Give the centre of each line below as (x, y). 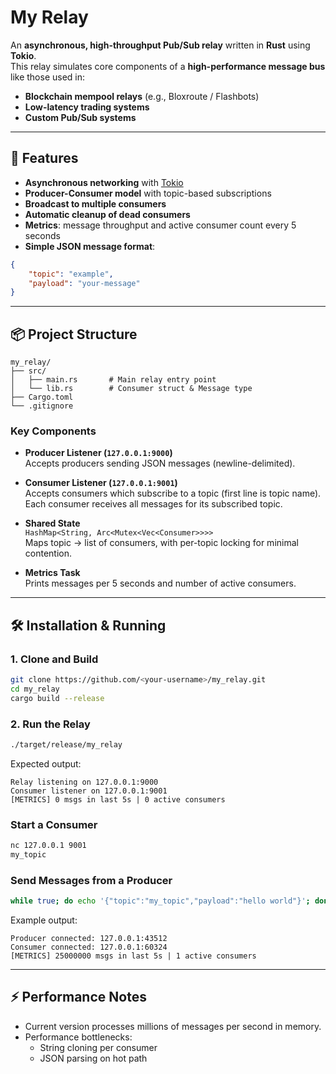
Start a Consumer (54, 824)
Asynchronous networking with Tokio (104, 182)
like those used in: (48, 77)
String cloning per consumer (98, 1047)
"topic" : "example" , (71, 274)
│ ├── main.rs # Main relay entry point (113, 380)
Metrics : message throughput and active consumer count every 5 (160, 225)
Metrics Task (52, 573)
